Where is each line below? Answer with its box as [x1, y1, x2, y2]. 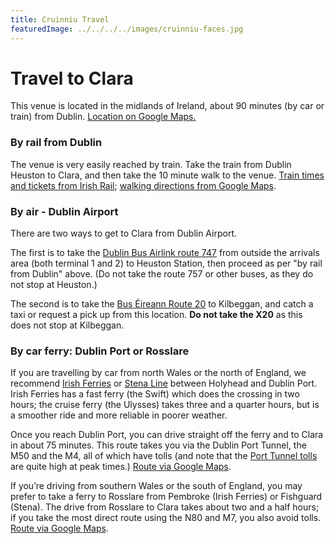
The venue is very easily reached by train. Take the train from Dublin [10, 158, 292, 170]
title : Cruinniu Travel [10, 14, 110, 25]
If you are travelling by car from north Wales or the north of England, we [10, 367, 307, 379]
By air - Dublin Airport [10, 204, 119, 218]
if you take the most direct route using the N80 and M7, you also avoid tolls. [10, 512, 322, 524]
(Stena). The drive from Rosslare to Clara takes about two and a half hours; [10, 501, 320, 513]
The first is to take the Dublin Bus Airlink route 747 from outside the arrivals [10, 247, 320, 259]
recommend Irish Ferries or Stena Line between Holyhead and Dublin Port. [10, 377, 318, 390]
